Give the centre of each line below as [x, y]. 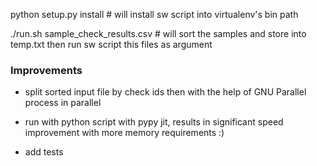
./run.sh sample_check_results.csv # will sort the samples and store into [158, 33]
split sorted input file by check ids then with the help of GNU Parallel [165, 92]
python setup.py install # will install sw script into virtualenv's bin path [154, 14]
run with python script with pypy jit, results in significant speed [154, 122]
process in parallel [63, 103]
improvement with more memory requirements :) [124, 133]
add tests [44, 152]
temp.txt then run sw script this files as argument [111, 44]
